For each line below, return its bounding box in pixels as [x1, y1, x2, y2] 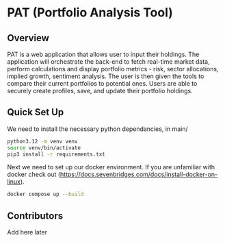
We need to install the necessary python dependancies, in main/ [7, 125, 188, 133]
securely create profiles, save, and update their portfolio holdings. [7, 87, 193, 95]
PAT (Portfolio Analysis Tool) [7, 5, 173, 21]
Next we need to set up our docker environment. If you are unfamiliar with [7, 163, 215, 171]
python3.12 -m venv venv [7, 138, 78, 145]
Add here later [7, 228, 48, 237]
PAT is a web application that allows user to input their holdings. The [7, 50, 200, 58]
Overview [7, 32, 50, 44]
